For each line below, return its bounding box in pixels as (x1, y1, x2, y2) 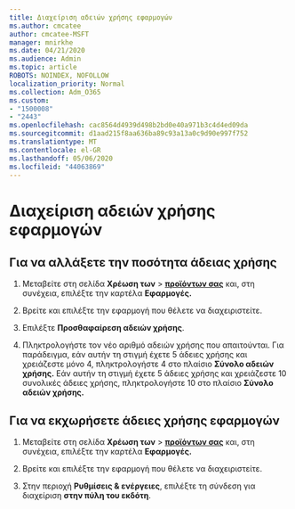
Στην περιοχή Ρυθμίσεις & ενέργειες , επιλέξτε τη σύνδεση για (21, 480, 256, 491)
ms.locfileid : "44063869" (9, 162, 105, 171)
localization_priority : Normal (9, 79, 125, 88)
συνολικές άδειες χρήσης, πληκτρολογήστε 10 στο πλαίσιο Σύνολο (21, 378, 274, 389)
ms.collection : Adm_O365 (9, 87, 101, 96)
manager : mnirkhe (9, 37, 74, 47)
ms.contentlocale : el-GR (9, 145, 101, 154)
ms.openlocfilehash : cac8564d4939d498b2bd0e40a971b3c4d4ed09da (9, 121, 249, 130)
